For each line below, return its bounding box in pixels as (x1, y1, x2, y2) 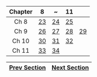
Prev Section (9, 63, 46, 72)
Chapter (9, 8, 33, 15)
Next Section (51, 63, 89, 72)
